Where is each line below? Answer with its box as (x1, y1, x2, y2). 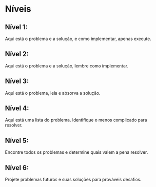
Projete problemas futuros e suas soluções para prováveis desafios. (5, 177, 142, 183)
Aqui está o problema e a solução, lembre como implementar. (5, 62, 129, 69)
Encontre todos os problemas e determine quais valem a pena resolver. (5, 149, 148, 155)
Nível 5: (5, 136, 29, 145)
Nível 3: (5, 77, 29, 85)
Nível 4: (5, 104, 29, 113)
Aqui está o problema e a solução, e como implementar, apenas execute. (5, 36, 151, 42)
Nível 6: (5, 164, 29, 172)
